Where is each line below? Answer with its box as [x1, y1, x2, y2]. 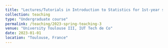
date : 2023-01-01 [5, 30, 41, 35]
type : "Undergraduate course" [5, 16, 68, 21]
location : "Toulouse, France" [5, 35, 68, 40]
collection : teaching [5, 12, 50, 17]
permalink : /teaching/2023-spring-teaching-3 [5, 21, 101, 26]
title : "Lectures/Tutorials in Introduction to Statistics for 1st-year [5, 7, 160, 12]
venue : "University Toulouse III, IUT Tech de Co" [5, 26, 113, 31]
